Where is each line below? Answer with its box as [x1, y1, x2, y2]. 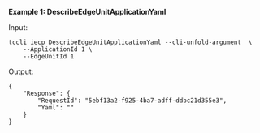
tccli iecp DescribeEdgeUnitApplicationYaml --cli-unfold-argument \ [8, 38, 253, 46]
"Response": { [23, 89, 71, 97]
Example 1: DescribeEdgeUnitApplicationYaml [8, 7, 167, 16]
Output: [8, 66, 34, 76]
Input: [8, 23, 28, 32]
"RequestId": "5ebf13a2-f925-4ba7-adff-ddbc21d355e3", [37, 97, 227, 105]
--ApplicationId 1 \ [23, 45, 93, 54]
